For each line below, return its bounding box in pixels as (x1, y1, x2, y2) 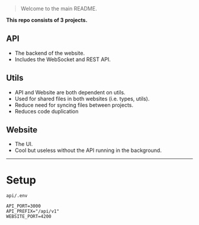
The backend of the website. (14, 49, 85, 56)
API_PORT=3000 (6, 203, 41, 210)
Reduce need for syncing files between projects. (14, 101, 134, 109)
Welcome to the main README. (20, 5, 97, 12)
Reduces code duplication (14, 107, 79, 115)
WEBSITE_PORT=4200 (6, 214, 52, 220)
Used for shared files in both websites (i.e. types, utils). (14, 95, 150, 102)
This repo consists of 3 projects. (6, 17, 88, 23)
